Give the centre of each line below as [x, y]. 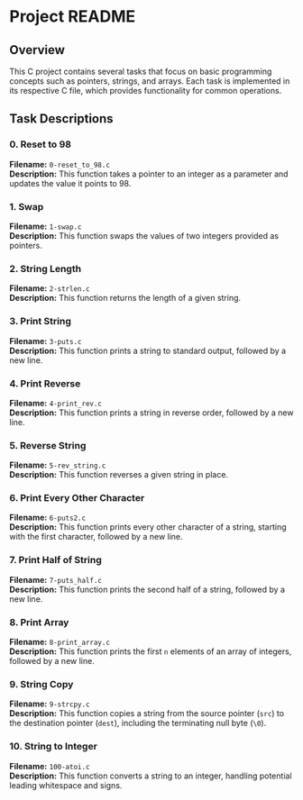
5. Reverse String [48, 445]
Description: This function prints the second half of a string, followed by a [147, 589]
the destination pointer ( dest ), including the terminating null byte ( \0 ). [138, 723]
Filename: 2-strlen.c [50, 288]
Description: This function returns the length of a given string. [125, 298]
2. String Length [46, 268]
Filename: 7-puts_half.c [55, 579]
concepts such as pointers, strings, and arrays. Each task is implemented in [150, 81]
